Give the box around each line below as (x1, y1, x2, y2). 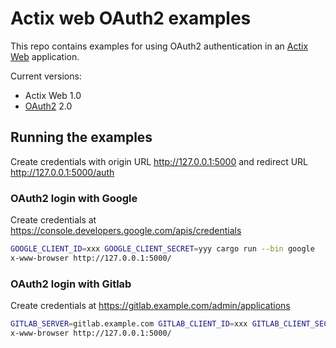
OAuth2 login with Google (10, 191, 138, 205)
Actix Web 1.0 (24, 89, 82, 101)
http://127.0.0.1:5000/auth (10, 166, 115, 178)
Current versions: (10, 70, 82, 82)
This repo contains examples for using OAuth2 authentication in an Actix (10, 40, 309, 52)
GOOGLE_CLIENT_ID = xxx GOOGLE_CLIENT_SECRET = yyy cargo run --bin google (10, 244, 315, 254)
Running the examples (10, 129, 153, 146)
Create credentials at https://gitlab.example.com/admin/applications (10, 300, 291, 312)
